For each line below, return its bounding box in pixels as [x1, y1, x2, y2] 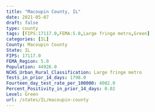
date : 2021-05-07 [6, 14, 49, 20]
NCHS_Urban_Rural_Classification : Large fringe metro [6, 69, 143, 75]
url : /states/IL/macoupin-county [6, 97, 89, 103]
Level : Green [6, 91, 39, 97]
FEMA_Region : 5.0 [6, 58, 49, 64]
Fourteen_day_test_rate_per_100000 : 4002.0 [6, 81, 116, 87]
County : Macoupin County [6, 42, 68, 48]
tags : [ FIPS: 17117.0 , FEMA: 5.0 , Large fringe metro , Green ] [6, 31, 150, 37]
